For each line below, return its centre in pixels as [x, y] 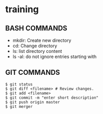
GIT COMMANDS [33, 73]
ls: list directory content [37, 51]
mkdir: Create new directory [42, 40]
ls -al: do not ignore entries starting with [55, 56]
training [22, 9]
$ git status [19, 84]
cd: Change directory [35, 46]
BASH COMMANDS [36, 28]
